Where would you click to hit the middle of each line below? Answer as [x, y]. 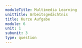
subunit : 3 [16, 33]
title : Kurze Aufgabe [28, 19]
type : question [21, 38]
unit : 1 [13, 28]
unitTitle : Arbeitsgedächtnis [37, 14]
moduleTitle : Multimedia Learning [41, 10]
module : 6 [15, 24]
